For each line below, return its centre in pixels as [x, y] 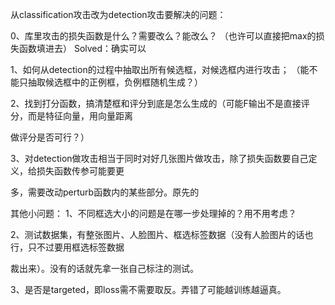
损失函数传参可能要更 [80, 171]
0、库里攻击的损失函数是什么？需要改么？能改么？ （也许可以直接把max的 [163, 36]
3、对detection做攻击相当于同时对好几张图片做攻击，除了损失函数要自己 [159, 158]
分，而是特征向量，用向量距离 [71, 116]
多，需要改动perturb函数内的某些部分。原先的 [105, 192]
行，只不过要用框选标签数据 [67, 247]
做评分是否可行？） [50, 137]
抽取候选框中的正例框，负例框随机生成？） [115, 82]
